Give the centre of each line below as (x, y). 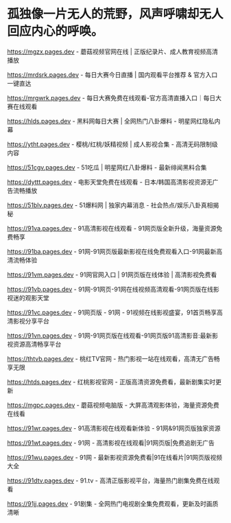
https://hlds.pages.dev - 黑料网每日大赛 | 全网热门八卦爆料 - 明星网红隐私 (111, 121)
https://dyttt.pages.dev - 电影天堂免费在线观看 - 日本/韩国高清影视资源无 (110, 182)
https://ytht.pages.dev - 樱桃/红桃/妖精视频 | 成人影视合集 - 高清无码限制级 (112, 144)
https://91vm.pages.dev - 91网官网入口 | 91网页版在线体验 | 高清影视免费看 (112, 275)
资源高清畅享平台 (37, 344)
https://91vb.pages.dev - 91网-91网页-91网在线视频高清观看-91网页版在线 (110, 289)
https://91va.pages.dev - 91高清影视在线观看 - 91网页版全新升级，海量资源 (112, 228)
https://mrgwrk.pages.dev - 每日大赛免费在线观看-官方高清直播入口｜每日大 (114, 97)
